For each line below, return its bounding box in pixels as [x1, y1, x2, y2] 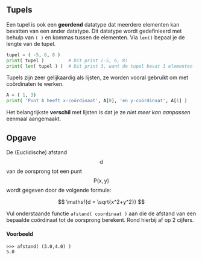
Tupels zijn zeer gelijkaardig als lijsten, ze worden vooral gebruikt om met [6, 74, 189, 81]
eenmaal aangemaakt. [6, 115, 62, 123]
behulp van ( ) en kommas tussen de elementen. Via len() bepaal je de [6, 33, 185, 41]
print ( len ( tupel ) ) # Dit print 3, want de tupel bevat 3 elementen [6, 63, 193, 69]
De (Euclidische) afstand [6, 149, 68, 156]
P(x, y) [93, 177, 110, 184]
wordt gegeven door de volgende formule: [6, 187, 112, 193]
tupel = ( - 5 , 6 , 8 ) [6, 51, 61, 58]
